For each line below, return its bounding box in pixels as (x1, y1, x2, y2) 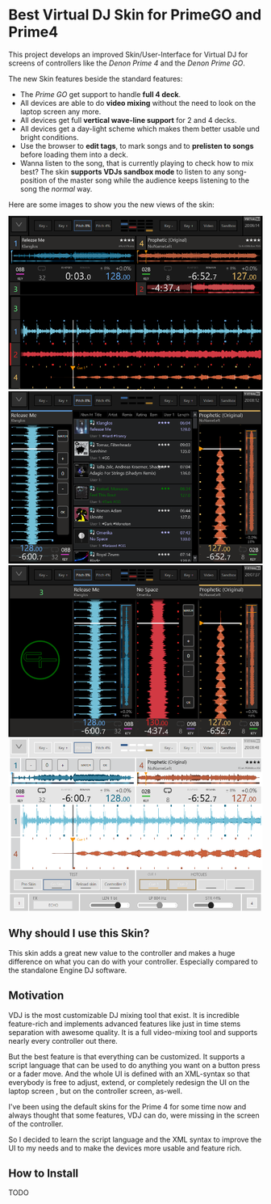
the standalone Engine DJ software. (8, 965, 127, 975)
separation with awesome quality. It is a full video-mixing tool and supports (8, 1027, 258, 1037)
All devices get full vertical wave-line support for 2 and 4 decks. (19, 115, 237, 125)
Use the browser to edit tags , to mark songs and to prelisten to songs (19, 141, 254, 150)
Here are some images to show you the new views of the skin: (8, 200, 215, 209)
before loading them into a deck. (19, 150, 129, 159)
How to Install (8, 1166, 79, 1180)
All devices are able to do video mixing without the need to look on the (19, 98, 256, 108)
